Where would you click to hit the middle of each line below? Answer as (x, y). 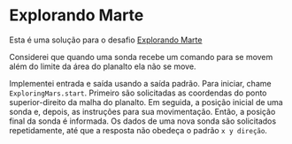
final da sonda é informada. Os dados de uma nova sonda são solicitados (143, 121)
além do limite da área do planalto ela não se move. (103, 66)
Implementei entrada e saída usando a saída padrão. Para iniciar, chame (140, 83)
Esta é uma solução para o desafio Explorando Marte (106, 40)
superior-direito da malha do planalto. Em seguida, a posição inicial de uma (146, 102)
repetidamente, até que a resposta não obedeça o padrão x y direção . (138, 130)
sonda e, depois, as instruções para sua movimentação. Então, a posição (142, 111)
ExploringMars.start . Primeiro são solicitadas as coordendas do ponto (138, 93)
